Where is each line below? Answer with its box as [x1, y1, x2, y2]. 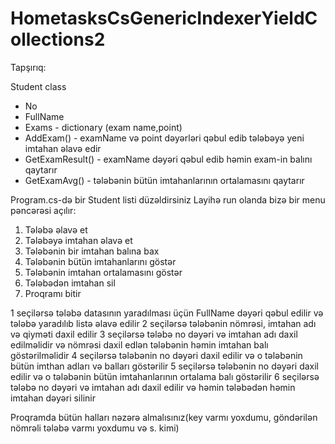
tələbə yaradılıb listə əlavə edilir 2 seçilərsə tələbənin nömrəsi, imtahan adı [10, 317, 317, 329]
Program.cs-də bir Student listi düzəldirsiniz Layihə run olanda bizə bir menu [10, 193, 326, 206]
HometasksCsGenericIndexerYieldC [10, 7, 318, 30]
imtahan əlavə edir [24, 142, 102, 154]
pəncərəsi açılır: [10, 204, 77, 216]
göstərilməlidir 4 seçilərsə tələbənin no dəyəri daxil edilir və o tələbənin [10, 349, 303, 361]
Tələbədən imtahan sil [24, 277, 116, 289]
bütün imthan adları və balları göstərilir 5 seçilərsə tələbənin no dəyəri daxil [10, 360, 320, 372]
